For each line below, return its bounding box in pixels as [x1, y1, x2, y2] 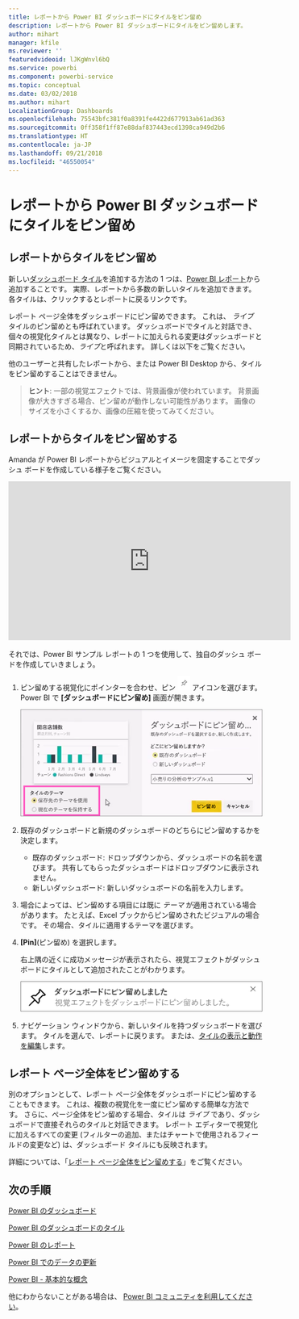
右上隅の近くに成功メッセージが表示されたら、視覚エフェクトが [19, 954, 232, 964]
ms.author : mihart [8, 98, 70, 107]
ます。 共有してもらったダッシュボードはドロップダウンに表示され [39, 862, 260, 872]
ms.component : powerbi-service [8, 73, 114, 81]
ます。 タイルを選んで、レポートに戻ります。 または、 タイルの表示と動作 [19, 1030, 263, 1041]
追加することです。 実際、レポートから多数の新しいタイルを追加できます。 [8, 283, 256, 294]
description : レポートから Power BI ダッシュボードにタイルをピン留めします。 [8, 21, 247, 30]
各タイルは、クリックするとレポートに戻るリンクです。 [8, 294, 192, 304]
